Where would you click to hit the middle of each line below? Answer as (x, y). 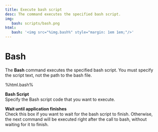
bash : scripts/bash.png (36, 23)
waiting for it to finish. (27, 124)
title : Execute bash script (34, 10)
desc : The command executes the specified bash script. (63, 14)
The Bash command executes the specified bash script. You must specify (79, 70)
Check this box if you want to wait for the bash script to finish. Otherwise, (79, 114)
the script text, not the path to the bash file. (49, 75)
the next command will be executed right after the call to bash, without (76, 119)
